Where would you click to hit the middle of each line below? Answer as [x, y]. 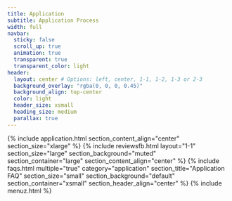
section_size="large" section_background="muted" [82, 153]
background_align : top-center [58, 92]
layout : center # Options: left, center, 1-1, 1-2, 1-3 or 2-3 [108, 79]
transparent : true [41, 60]
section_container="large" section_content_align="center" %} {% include [114, 161]
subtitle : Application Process [53, 20]
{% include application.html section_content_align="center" [94, 138]
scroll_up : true [37, 46]
